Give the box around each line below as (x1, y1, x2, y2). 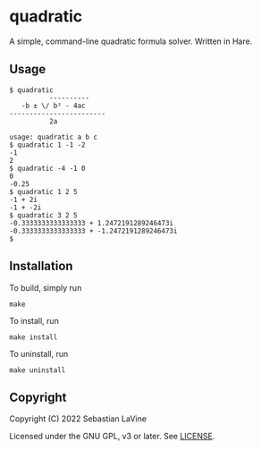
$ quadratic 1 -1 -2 (9, 140, 87, 149)
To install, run (9, 315, 60, 326)
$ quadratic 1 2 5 (9, 187, 78, 196)
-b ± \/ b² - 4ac (21, 101, 87, 110)
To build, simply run (9, 282, 82, 293)
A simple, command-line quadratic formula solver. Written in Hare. (9, 36, 253, 47)
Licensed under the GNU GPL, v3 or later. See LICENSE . (9, 431, 215, 442)
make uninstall (9, 365, 66, 375)
